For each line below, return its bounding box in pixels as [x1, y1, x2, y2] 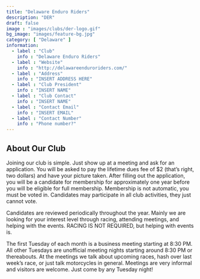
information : [6, 43, 39, 49]
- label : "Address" [11, 71, 63, 77]
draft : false [6, 20, 39, 26]
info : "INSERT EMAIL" [17, 110, 74, 116]
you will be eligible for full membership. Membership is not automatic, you [6, 184, 189, 192]
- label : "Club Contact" [11, 93, 77, 99]
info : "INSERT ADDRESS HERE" [17, 76, 93, 82]
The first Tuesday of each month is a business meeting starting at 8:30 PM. [6, 240, 193, 247]
